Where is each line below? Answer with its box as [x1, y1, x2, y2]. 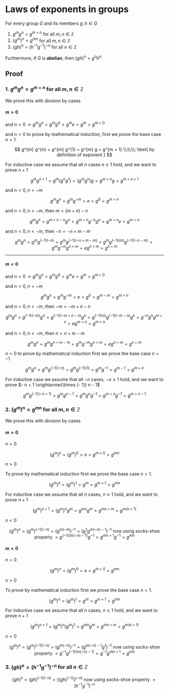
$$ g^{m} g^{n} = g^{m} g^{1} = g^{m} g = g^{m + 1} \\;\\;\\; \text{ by [14, 146, 155, 152]
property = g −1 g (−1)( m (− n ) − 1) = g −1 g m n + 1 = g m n [34, 649, 135, 656]
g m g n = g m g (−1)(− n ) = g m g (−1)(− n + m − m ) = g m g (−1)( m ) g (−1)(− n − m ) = [15, 238, 153, 245]
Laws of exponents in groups [5, 4, 129, 15]
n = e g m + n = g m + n [63, 319, 106, 327]
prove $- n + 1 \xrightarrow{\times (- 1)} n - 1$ [5, 382, 100, 388]
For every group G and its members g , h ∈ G [5, 20, 98, 26]
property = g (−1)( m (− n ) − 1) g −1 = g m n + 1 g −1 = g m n [34, 533, 135, 540]
